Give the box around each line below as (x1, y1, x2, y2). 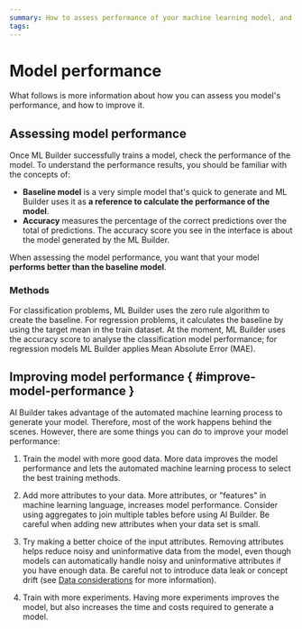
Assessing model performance (9, 125, 187, 141)
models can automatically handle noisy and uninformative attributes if (22, 556, 282, 567)
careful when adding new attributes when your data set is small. (22, 519, 261, 530)
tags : (9, 22, 30, 31)
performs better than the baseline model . (9, 262, 167, 273)
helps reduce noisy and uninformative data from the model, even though (22, 546, 291, 557)
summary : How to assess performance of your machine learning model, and (9, 13, 293, 23)
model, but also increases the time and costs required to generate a (22, 602, 274, 613)
